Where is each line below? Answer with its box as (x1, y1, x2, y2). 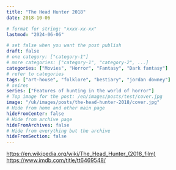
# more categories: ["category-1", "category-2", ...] (6, 59, 149, 65)
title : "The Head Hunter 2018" (6, 9, 86, 15)
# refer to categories (6, 71, 64, 77)
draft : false (6, 48, 40, 54)
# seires (6, 82, 29, 89)
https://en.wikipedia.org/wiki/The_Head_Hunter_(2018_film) (6, 150, 156, 158)
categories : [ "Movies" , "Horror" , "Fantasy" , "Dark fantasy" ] (6, 65, 168, 71)
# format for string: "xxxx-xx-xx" (6, 26, 97, 32)
